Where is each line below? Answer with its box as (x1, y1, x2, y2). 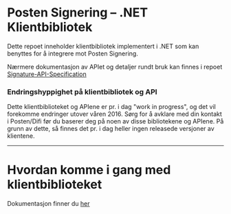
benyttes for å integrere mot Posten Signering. (7, 49, 139, 58)
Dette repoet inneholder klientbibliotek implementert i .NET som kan (7, 42, 199, 50)
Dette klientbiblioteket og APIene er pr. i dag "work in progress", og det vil (7, 103, 217, 111)
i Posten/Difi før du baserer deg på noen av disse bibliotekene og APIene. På (7, 117, 224, 126)
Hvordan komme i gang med (7, 163, 171, 178)
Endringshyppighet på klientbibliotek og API (7, 87, 157, 97)
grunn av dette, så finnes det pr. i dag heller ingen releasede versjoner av (7, 125, 214, 133)
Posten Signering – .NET (7, 5, 148, 21)
